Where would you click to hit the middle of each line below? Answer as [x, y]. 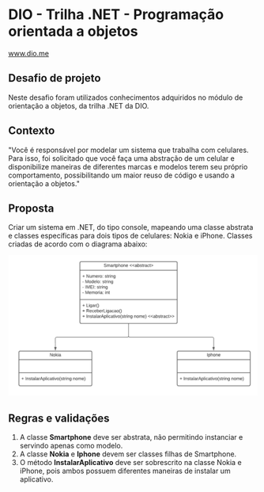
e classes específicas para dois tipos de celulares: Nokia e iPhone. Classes [130, 236]
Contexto [32, 131]
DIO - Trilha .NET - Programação [116, 15]
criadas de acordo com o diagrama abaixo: [78, 244]
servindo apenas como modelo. [71, 446]
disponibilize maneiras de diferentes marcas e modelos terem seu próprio [128, 166]
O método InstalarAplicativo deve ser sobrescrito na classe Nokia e [131, 463]
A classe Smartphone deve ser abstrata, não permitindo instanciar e [131, 437]
